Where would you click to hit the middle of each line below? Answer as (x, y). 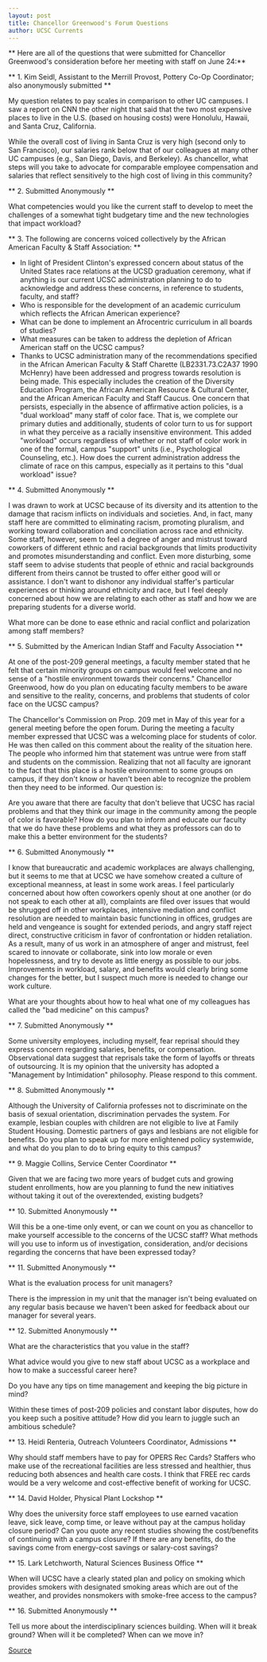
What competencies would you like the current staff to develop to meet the (131, 206)
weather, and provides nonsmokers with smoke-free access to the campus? (132, 1596)
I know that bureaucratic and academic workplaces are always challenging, (132, 868)
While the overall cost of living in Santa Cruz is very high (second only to (127, 142)
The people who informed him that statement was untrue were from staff (128, 753)
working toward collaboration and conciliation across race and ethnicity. (126, 531)
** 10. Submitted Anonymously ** (63, 1212)
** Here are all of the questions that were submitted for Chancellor (117, 53)
